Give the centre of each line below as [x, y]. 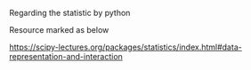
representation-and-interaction [66, 56]
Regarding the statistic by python [70, 13]
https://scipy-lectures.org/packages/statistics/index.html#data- [125, 47]
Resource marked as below [59, 30]
